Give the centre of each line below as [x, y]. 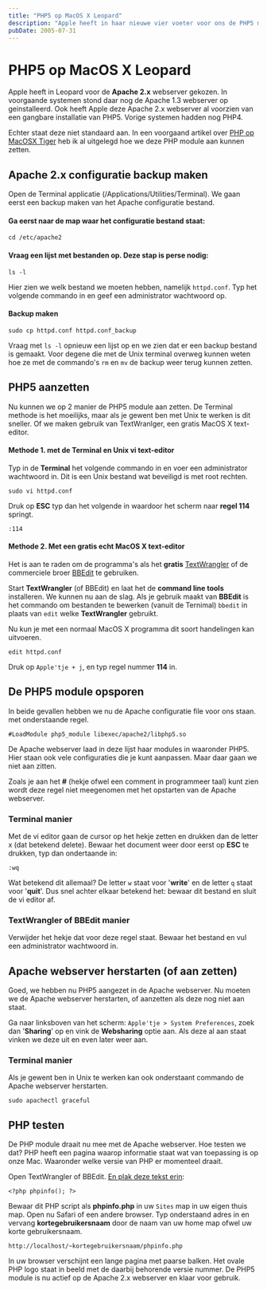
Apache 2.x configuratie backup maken [108, 175]
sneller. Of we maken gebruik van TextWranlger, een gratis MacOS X [120, 423]
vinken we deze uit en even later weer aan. [78, 1040]
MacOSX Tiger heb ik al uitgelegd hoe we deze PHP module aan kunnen [126, 141]
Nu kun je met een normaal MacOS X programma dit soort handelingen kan [131, 629]
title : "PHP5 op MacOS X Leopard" [66, 16]
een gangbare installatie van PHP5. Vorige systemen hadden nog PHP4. [126, 117]
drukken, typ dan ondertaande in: [63, 853]
